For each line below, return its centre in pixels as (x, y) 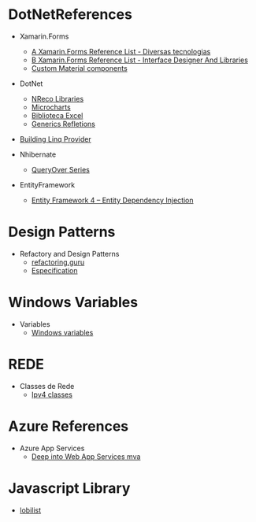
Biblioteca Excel (57, 115)
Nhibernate (38, 154)
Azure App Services (52, 448)
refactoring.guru (58, 262)
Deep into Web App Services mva (86, 456)
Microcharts (51, 107)
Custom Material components (79, 68)
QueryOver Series (61, 169)
